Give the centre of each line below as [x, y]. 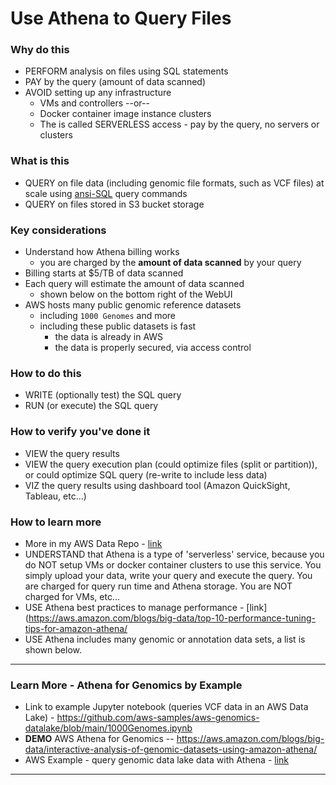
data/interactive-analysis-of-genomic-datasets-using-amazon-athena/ [171, 749]
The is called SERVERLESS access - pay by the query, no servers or [179, 124]
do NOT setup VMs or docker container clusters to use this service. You [173, 564]
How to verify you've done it [80, 432]
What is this [40, 161]
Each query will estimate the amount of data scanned [134, 284]
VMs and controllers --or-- [94, 103]
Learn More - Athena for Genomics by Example [126, 685]
